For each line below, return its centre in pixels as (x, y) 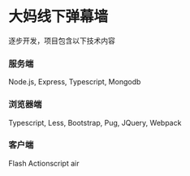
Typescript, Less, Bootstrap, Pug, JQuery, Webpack (95, 122)
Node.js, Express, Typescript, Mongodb (75, 82)
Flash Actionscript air (44, 163)
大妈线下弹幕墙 (58, 17)
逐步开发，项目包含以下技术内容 (62, 41)
